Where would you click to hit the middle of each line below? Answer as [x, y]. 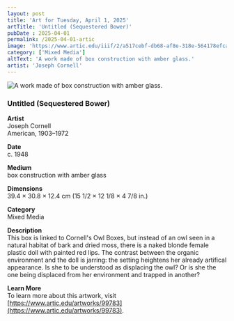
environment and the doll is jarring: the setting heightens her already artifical [117, 260]
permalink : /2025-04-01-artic [51, 40]
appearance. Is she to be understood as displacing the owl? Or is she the [112, 267]
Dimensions [25, 188]
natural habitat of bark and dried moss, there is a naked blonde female [108, 245]
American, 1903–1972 [38, 133]
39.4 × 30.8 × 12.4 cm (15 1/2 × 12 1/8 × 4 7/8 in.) [78, 196]
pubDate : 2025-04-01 [39, 33]
